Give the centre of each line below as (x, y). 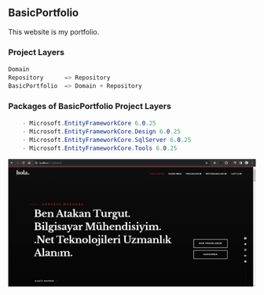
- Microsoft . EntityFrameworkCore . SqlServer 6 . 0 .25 (107, 140)
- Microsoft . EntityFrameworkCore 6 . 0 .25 (89, 124)
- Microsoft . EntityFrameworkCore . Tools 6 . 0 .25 (100, 148)
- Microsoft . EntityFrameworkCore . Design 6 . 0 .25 (101, 131)
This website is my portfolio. (54, 31)
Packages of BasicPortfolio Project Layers (90, 106)
